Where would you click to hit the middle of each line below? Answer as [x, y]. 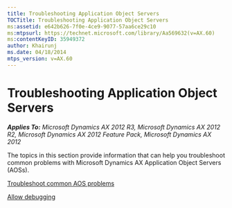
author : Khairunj [32, 46]
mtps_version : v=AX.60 [40, 59]
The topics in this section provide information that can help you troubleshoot [116, 155]
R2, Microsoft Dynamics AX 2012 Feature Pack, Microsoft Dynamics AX [109, 134]
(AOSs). [18, 170]
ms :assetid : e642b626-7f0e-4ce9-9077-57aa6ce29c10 [82, 26]
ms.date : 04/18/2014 [37, 53]
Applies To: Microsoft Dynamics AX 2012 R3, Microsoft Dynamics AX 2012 [114, 127]
